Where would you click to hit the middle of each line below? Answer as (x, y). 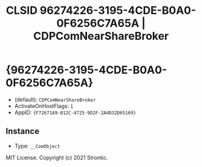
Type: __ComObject (37, 146)
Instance (23, 131)
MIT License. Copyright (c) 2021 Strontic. (57, 157)
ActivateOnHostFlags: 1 (44, 106)
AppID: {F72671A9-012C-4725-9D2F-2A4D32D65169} (75, 112)
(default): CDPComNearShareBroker (55, 99)
